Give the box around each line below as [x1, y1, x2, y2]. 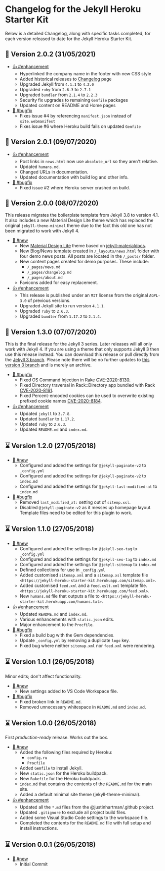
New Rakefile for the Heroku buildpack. [19, 776, 101, 782]
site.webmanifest [19, 119, 56, 124]
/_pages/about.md [27, 275, 63, 281]
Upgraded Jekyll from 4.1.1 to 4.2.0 [19, 81, 94, 87]
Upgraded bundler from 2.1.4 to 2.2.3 [19, 92, 98, 98]
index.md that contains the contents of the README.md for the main [19, 781, 152, 787]
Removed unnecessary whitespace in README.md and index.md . [19, 704, 147, 710]
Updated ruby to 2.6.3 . [19, 421, 67, 427]
